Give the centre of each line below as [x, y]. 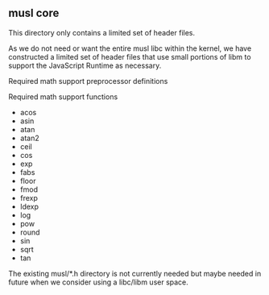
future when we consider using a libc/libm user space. [99, 282]
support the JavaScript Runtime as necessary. [85, 65]
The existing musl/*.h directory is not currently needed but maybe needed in [135, 273]
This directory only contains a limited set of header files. [102, 32]
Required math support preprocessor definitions [88, 81]
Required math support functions [63, 97]
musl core [34, 13]
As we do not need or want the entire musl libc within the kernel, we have [130, 48]
